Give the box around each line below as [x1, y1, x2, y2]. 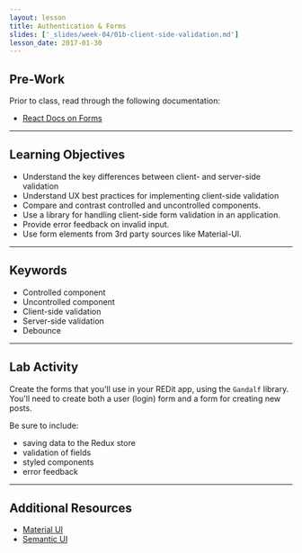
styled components [22, 456, 94, 468]
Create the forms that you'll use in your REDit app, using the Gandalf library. [9, 383, 289, 394]
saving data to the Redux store [22, 437, 137, 448]
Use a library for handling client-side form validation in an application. [22, 209, 281, 220]
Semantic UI [22, 534, 68, 545]
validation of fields [22, 447, 92, 458]
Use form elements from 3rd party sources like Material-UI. [22, 228, 243, 239]
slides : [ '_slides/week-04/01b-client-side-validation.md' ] [9, 30, 240, 39]
